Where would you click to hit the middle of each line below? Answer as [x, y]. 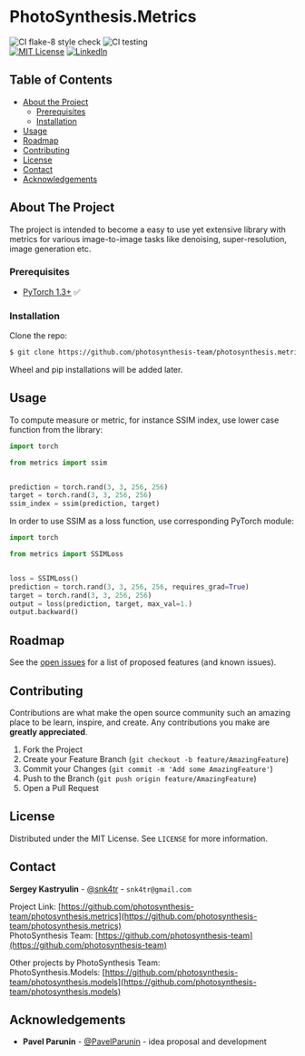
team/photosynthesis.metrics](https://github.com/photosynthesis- [133, 916]
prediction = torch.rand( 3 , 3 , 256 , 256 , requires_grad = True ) [129, 587]
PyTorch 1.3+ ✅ [51, 291]
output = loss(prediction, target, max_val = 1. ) [101, 604]
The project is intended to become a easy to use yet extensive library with [148, 230]
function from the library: [56, 429]
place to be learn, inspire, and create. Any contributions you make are [140, 722]
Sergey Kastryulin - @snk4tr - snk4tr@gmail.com [101, 889]
